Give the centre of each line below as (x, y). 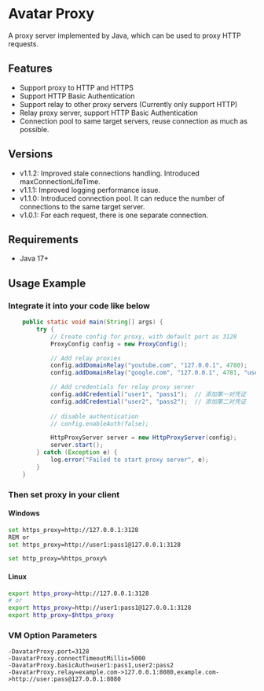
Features (30, 69)
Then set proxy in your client (64, 494)
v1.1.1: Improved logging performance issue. (90, 190)
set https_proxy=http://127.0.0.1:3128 (73, 530)
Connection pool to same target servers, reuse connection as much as (133, 121)
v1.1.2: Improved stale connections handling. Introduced (110, 173)
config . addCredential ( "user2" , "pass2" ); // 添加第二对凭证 (148, 401)
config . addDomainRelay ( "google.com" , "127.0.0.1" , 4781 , (145, 373)
